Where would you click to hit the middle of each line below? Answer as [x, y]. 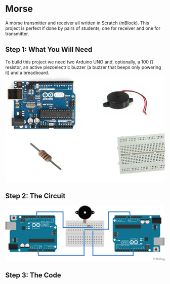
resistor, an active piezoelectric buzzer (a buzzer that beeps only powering [83, 67]
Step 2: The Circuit [35, 196]
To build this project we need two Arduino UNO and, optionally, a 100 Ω [79, 62]
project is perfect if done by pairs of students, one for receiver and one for [83, 28]
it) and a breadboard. [27, 73]
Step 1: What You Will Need [49, 49]
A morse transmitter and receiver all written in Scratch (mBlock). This [77, 23]
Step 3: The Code [33, 275]
